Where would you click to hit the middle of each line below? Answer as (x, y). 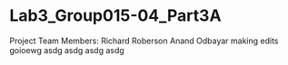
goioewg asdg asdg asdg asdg (67, 50)
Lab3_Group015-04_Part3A (115, 16)
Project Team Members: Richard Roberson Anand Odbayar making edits (144, 41)
